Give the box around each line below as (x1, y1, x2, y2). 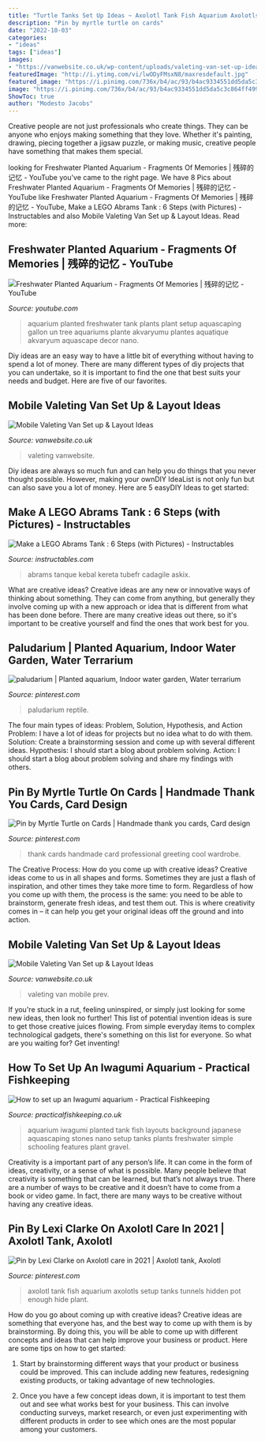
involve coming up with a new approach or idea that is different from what (8, 601, 248, 611)
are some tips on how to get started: (8, 1343, 126, 1353)
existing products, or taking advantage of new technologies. (19, 1376, 215, 1385)
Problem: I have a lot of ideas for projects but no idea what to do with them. (8, 729, 253, 739)
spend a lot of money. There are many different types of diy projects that (8, 359, 244, 368)
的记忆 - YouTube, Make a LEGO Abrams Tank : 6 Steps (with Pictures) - (8, 202, 242, 212)
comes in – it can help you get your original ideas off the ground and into (8, 906, 244, 917)
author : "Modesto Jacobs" (8, 100, 93, 107)
